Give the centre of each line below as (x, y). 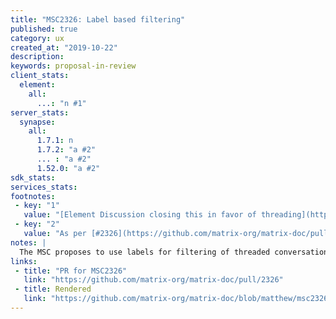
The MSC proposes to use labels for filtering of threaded (145, 252)
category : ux (37, 38)
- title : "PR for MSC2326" (71, 271)
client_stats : (40, 76)
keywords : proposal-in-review (73, 66)
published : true (44, 29)
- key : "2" (37, 224)
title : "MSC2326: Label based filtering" (98, 19)
